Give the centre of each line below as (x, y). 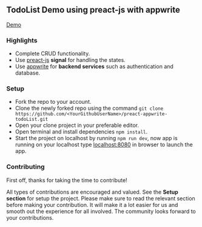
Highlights (22, 40)
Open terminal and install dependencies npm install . (81, 132)
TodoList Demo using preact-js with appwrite (93, 10)
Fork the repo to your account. (53, 102)
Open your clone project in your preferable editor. (77, 125)
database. (28, 73)
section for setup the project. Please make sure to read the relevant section (101, 198)
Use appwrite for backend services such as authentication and (94, 67)
